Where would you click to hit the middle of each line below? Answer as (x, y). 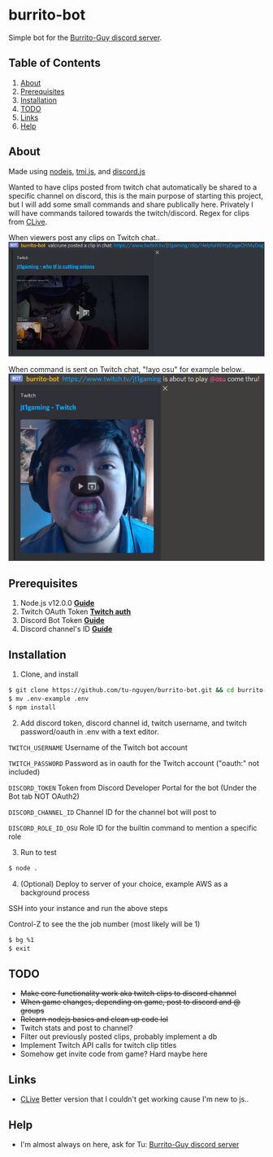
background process (55, 892)
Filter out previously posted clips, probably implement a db (119, 1036)
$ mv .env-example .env (49, 699)
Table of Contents (55, 63)
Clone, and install (49, 674)
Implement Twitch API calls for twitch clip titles (98, 1045)
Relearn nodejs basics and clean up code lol (94, 1019)
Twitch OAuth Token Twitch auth (76, 611)
